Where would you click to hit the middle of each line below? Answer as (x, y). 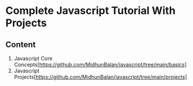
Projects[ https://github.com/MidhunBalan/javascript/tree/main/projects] (101, 77)
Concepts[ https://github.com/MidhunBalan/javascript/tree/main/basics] (100, 64)
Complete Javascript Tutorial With (91, 11)
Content (21, 44)
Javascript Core (33, 58)
